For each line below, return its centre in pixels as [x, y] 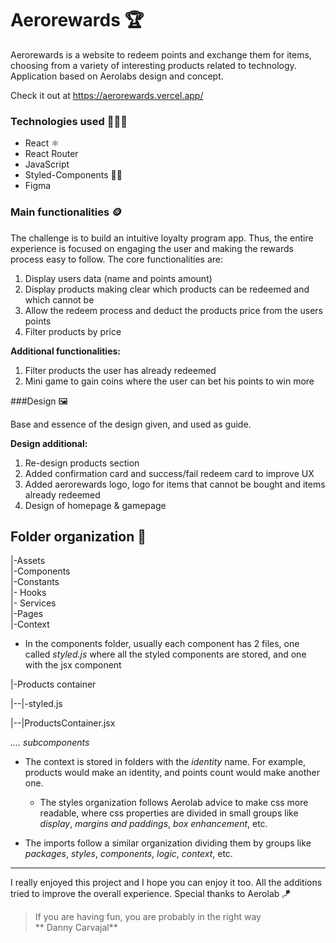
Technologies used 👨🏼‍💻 [69, 121]
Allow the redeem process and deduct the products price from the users [173, 310]
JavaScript [47, 164]
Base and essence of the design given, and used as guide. [131, 424]
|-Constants [35, 582]
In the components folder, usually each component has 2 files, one [162, 644]
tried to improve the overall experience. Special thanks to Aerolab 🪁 [151, 894]
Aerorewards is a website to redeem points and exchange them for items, [161, 54]
